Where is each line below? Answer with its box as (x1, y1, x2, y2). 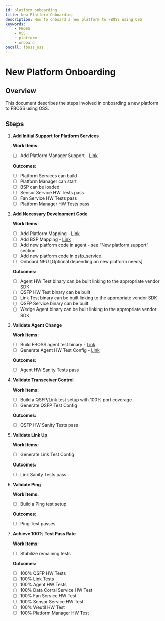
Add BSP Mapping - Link (20, 236, 71, 242)
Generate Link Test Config (20, 451, 74, 457)
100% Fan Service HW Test (20, 593, 77, 599)
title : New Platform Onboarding (5, 12, 73, 17)
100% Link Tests (20, 576, 54, 582)
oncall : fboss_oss (5, 45, 44, 50)
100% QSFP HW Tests (20, 570, 66, 576)
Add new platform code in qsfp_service (20, 253, 102, 259)
